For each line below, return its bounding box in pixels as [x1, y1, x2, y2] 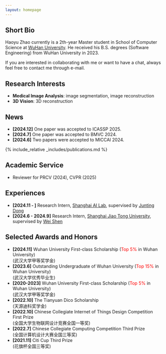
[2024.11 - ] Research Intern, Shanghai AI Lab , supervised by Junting [12, 202, 154, 208]
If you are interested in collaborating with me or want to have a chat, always [5, 60, 161, 66]
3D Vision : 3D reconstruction [12, 98, 73, 104]
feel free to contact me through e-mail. [5, 65, 85, 71]
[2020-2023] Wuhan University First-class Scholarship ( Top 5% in [12, 280, 151, 286]
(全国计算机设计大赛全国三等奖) [12, 331, 77, 337]
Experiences [5, 189, 45, 197]
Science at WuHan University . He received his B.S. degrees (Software [5, 45, 149, 51]
